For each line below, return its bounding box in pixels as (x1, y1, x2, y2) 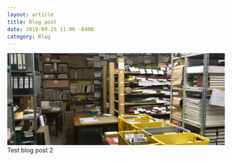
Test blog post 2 (7, 146, 54, 154)
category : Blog (7, 33, 51, 40)
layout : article (7, 11, 54, 18)
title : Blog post (7, 18, 57, 26)
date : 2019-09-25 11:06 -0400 (7, 26, 95, 32)
